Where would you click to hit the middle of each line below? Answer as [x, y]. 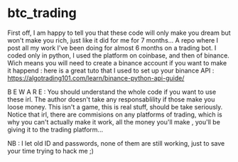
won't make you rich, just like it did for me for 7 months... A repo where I [113, 40]
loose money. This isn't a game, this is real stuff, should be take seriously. [115, 107]
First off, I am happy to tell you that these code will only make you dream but [119, 33]
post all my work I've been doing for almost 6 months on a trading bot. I [112, 48]
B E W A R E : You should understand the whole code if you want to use [112, 92]
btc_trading [42, 13]
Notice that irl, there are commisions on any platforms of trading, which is [115, 114]
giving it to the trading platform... [55, 129]
